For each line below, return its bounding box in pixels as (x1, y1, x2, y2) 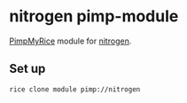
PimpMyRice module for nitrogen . (9, 36, 132, 46)
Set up (9, 61, 46, 76)
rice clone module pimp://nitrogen (9, 84, 141, 94)
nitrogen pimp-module (9, 6, 179, 27)
